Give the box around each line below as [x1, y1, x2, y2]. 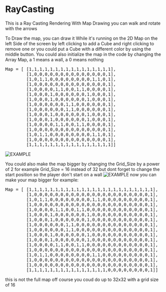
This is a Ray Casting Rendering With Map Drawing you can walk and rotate [5, 20, 161, 26]
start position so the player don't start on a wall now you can [5, 171, 156, 177]
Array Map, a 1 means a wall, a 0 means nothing [5, 56, 104, 62]
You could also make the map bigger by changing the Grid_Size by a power [5, 161, 160, 167]
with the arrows [5, 25, 37, 31]
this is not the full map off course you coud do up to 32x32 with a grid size [5, 276, 159, 282]
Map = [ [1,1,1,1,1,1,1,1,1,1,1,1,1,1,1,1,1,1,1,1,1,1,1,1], [5, 186, 158, 192]
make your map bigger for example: [5, 177, 79, 183]
